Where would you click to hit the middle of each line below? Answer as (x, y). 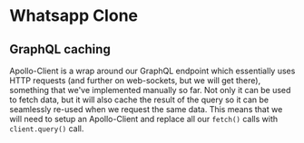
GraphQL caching (60, 49)
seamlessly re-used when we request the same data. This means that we (146, 109)
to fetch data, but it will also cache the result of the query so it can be (139, 100)
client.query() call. (47, 129)
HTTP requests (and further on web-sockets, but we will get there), (135, 81)
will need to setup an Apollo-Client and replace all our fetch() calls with (144, 119)
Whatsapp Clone (74, 16)
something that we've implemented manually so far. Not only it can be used (150, 90)
